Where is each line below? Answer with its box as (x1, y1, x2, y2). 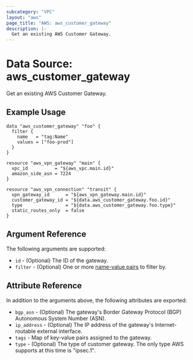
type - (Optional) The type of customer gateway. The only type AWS (14, 340, 185, 347)
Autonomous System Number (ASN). (14, 314, 106, 322)
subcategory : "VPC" (6, 8, 55, 15)
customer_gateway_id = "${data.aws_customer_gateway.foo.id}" (11, 197, 171, 203)
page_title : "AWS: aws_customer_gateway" (6, 20, 112, 26)
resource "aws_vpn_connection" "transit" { (6, 186, 117, 193)
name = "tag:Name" (17, 134, 69, 140)
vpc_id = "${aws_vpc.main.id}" (11, 165, 114, 172)
